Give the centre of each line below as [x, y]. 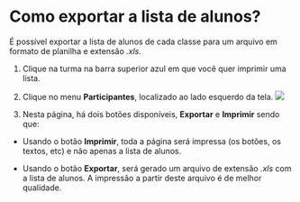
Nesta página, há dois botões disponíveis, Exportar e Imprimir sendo [151, 114]
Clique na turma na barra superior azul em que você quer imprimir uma [154, 69]
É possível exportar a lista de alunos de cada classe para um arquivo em [143, 41]
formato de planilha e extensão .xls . [76, 50]
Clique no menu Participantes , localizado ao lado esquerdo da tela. [148, 96]
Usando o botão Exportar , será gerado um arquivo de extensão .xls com [157, 168]
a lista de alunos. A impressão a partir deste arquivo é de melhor [142, 178]
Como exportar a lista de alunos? [135, 17]
